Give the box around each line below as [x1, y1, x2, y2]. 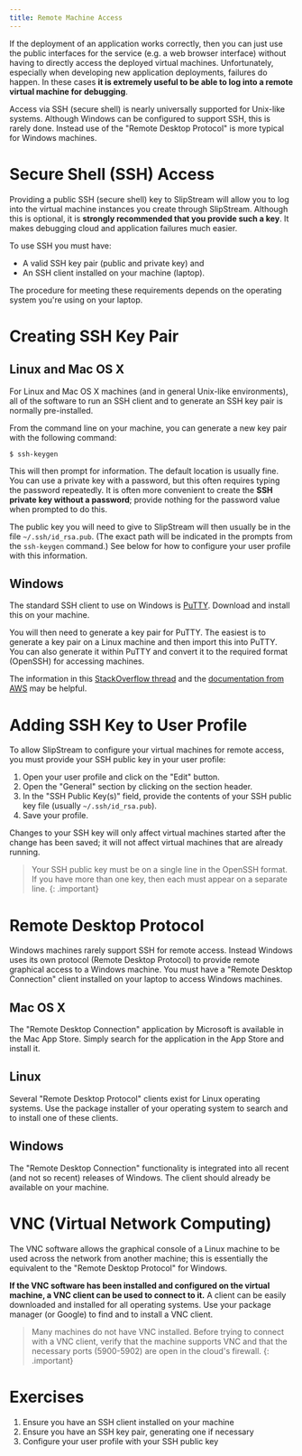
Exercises [9, 1386, 85, 1407]
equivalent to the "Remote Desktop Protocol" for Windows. [9, 1262, 228, 1274]
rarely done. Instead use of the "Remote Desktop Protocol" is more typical [9, 123, 285, 134]
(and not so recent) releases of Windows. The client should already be [9, 1171, 271, 1183]
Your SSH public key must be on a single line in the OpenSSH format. [31, 864, 288, 875]
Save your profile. [22, 810, 88, 821]
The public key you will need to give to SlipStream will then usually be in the [9, 521, 291, 532]
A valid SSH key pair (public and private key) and [22, 257, 205, 268]
